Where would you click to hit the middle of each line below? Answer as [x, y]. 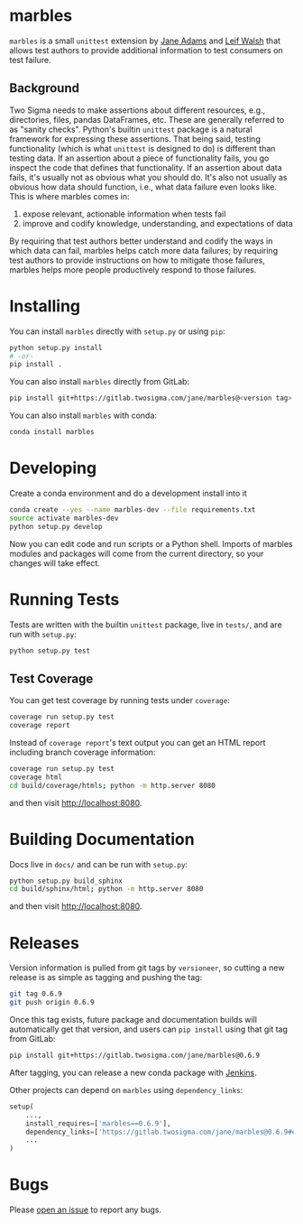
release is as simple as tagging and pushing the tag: [106, 978]
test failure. [30, 60]
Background [44, 88]
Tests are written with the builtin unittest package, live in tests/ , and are [146, 625]
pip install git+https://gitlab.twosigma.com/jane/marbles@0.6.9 [134, 1055]
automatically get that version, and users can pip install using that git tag [149, 1029]
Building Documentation [102, 839]
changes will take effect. [55, 563]
